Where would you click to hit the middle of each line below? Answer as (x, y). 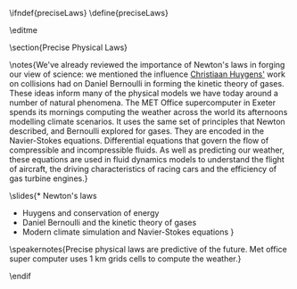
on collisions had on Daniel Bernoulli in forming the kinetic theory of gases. (147, 83)
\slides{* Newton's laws (53, 196)
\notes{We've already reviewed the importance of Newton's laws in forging (147, 65)
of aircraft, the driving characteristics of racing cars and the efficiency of (143, 169)
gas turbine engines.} (49, 178)
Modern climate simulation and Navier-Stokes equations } (128, 232)
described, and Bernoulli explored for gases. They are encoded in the (137, 131)
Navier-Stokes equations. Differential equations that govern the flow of (139, 140)
